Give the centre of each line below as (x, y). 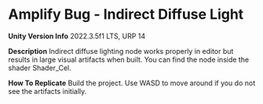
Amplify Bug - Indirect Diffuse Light (126, 14)
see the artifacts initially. (47, 91)
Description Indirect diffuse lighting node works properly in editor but (121, 51)
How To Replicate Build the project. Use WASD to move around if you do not (132, 83)
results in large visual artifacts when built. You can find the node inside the (129, 59)
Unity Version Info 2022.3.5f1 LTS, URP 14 (77, 36)
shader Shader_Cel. (40, 67)
